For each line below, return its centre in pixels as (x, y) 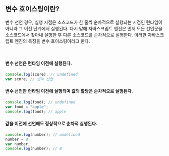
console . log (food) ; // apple (36, 112)
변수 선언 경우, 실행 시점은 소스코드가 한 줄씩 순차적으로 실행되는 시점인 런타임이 (84, 22)
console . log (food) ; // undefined (40, 102)
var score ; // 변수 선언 (29, 79)
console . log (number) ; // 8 (34, 149)
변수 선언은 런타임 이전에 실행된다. (39, 63)
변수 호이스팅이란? (32, 9)
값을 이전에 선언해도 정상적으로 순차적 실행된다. (51, 124)
